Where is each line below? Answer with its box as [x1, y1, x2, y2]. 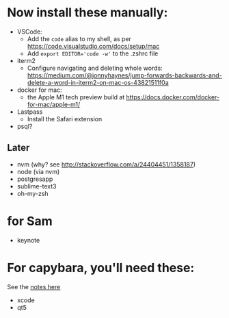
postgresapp [16, 175, 53, 183]
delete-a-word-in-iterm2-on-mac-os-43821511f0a [27, 78, 169, 86]
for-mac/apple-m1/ [27, 100, 81, 108]
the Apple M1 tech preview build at [27, 93, 125, 101]
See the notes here [7, 282, 61, 291]
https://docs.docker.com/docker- [126, 93, 220, 101]
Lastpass [16, 108, 43, 116]
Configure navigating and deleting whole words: [27, 64, 163, 72]
